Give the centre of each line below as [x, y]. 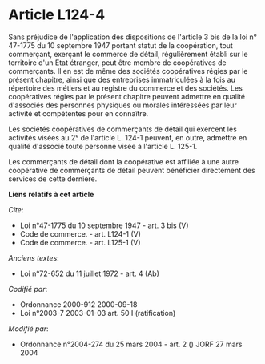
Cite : [16, 209]
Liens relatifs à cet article [51, 194]
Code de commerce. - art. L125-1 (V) [80, 242]
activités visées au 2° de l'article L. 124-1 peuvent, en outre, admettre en [128, 137]
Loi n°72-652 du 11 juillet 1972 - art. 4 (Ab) [90, 273]
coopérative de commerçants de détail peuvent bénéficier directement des [132, 170]
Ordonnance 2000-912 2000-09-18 [78, 304]
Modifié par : [29, 328]
